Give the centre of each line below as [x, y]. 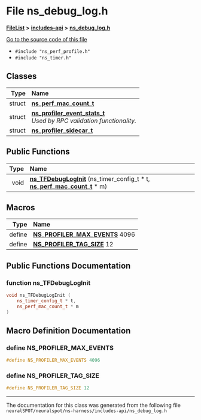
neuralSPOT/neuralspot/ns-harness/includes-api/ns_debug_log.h [87, 411]
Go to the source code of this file [47, 39]
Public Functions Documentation [68, 266]
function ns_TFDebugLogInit [48, 282]
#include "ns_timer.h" [43, 58]
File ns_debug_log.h [57, 11]
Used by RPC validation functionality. [84, 120]
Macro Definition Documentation [68, 331]
